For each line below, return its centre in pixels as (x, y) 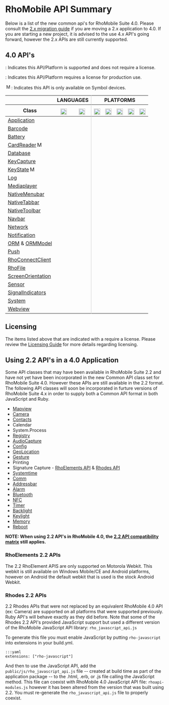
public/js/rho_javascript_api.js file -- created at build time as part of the (83, 671)
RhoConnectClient (30, 259)
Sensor (16, 284)
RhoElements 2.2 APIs (33, 555)
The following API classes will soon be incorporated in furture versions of (81, 388)
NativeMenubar (26, 194)
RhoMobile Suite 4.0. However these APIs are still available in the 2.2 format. (84, 383)
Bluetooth (22, 495)
